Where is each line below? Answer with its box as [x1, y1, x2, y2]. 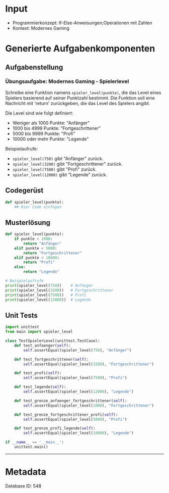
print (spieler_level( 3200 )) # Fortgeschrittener [5, 287, 114, 293]
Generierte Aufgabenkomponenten [5, 43, 155, 55]
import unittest [5, 324, 39, 330]
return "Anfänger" [23, 241, 62, 246]
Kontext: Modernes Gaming [12, 25, 69, 31]
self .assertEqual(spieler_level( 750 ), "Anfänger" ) [23, 348, 132, 353]
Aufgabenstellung [5, 63, 63, 71]
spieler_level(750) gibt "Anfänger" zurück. [12, 155, 104, 162]
